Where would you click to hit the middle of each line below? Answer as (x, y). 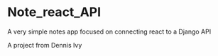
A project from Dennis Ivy (45, 45)
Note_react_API (54, 12)
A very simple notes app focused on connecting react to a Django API (109, 31)
